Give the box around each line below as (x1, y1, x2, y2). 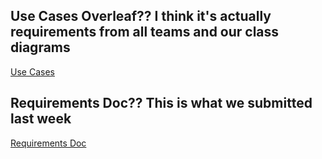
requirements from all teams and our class (10, 24, 280, 41)
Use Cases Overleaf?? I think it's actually (10, 8, 272, 25)
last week (10, 110, 72, 128)
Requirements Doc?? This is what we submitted (10, 95, 313, 112)
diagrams (10, 39, 71, 56)
